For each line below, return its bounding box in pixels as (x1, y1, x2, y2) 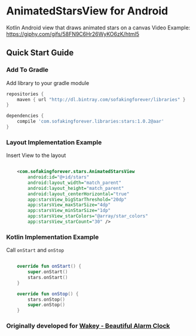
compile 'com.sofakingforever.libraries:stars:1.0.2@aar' (17, 119, 164, 125)
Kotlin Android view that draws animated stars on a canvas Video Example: (6, 24, 191, 31)
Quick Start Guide (6, 48, 74, 58)
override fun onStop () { (17, 290, 79, 297)
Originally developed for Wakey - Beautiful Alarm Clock (6, 322, 170, 330)
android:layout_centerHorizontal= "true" (27, 190, 130, 197)
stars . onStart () (27, 274, 68, 280)
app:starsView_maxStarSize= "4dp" (27, 202, 111, 208)
